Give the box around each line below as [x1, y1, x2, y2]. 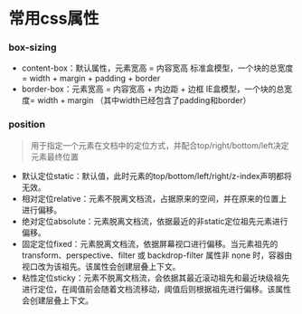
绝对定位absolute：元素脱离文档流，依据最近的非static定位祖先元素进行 [21, 215, 288, 226]
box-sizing [8, 42, 57, 54]
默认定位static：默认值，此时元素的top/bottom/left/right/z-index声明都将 [21, 170, 292, 181]
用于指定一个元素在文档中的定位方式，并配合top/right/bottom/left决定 [30, 139, 290, 150]
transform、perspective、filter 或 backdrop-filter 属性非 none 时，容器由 [21, 250, 293, 261]
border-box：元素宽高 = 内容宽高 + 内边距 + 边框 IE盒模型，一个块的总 [21, 83, 285, 95]
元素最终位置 [30, 151, 79, 162]
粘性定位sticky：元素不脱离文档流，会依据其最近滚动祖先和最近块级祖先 [21, 272, 290, 283]
